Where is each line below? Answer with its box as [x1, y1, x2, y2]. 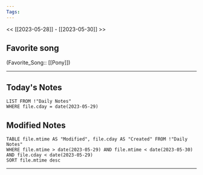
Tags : [6, 8, 20, 15]
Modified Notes [6, 120, 66, 130]
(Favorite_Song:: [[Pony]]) [6, 59, 71, 67]
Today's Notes [6, 82, 62, 93]
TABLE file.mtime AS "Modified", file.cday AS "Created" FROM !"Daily [6, 136, 188, 142]
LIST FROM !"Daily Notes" [6, 98, 71, 105]
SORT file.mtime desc [6, 157, 61, 163]
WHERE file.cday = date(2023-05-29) [6, 104, 98, 110]
